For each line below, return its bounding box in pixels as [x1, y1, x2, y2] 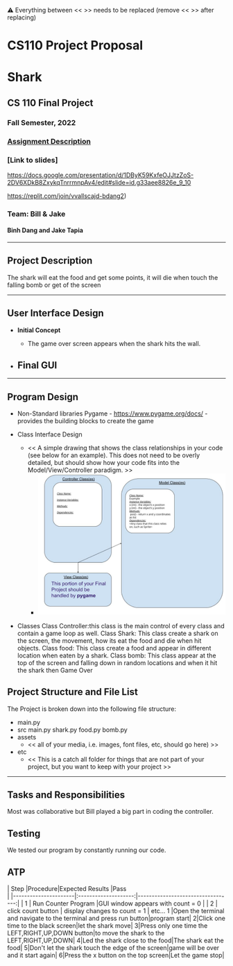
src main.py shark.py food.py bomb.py [17, 726, 128, 734]
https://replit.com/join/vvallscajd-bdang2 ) [7, 191, 127, 200]
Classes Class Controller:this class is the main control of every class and [17, 621, 225, 630]
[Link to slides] [7, 155, 58, 165]
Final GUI [17, 359, 58, 371]
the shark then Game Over [17, 666, 94, 674]
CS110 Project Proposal [7, 38, 144, 54]
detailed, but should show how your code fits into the [27, 459, 180, 467]
